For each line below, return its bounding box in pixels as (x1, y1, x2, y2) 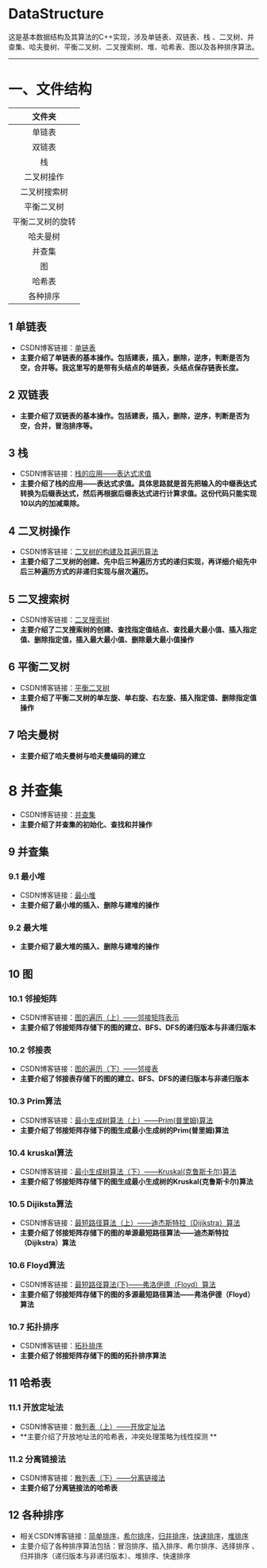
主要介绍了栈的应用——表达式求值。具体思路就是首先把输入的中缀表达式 (19, 479, 257, 488)
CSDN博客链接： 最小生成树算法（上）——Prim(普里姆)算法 (19, 1115, 213, 1125)
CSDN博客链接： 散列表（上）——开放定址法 (19, 1422, 165, 1431)
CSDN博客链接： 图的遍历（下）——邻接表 (19, 1064, 159, 1074)
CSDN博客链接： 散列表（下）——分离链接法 (19, 1473, 165, 1482)
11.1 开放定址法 (8, 1402, 64, 1413)
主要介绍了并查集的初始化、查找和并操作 (19, 819, 153, 829)
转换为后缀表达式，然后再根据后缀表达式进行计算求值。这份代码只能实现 (19, 488, 257, 498)
